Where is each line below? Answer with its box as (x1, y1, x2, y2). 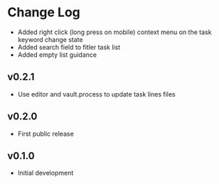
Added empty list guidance (17, 50, 97, 59)
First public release (17, 129, 75, 138)
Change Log (7, 4, 80, 21)
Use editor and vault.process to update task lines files (17, 90, 176, 98)
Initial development (17, 168, 74, 178)
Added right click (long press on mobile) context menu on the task (17, 28, 212, 36)
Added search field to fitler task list (17, 43, 121, 51)
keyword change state (17, 35, 83, 43)
